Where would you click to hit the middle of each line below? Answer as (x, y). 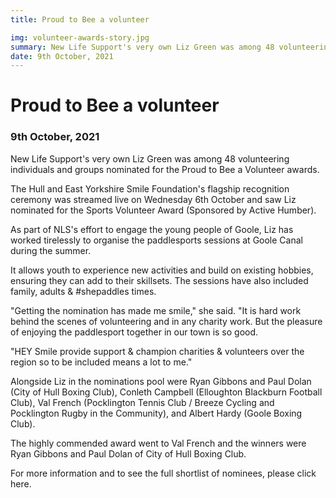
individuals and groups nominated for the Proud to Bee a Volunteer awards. (165, 169)
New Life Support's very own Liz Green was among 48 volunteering (150, 158)
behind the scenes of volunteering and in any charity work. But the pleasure (166, 321)
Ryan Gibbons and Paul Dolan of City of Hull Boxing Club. (128, 453)
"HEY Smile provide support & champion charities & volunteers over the (157, 351)
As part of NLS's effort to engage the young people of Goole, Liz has (152, 229)
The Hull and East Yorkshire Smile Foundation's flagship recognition (150, 188)
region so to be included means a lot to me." (101, 362)
